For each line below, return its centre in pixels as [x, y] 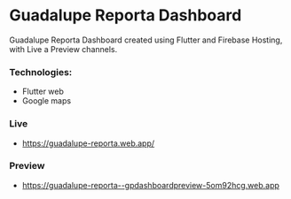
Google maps [47, 101]
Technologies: [41, 72]
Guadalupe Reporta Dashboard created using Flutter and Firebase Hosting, [146, 40]
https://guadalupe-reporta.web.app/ [88, 143]
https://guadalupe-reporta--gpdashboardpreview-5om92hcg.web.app [150, 185]
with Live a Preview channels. [63, 49]
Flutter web [43, 92]
